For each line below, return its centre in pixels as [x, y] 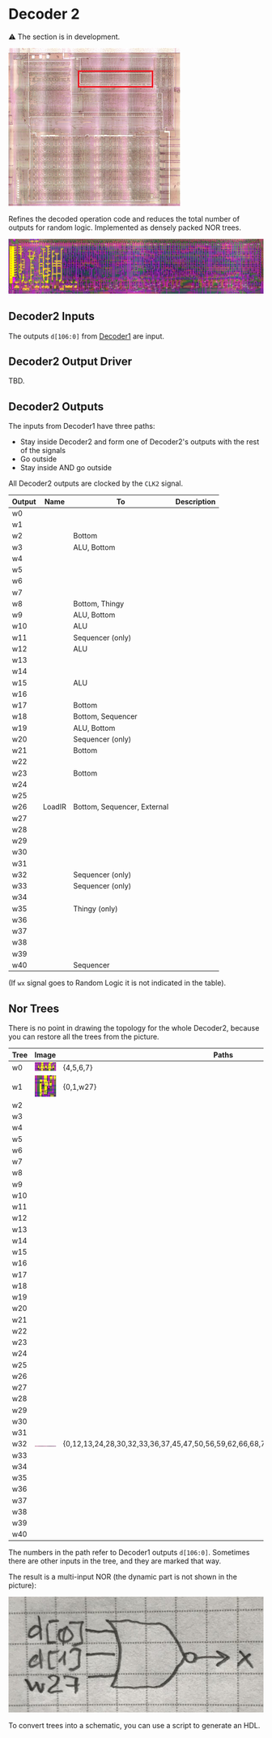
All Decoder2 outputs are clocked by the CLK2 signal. [96, 483]
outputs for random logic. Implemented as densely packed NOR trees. [125, 227]
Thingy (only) [96, 908]
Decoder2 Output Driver [70, 361]
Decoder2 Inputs [51, 316]
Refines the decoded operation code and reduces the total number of [124, 218]
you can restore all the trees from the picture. [84, 1037]
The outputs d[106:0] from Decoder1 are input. [86, 336]
